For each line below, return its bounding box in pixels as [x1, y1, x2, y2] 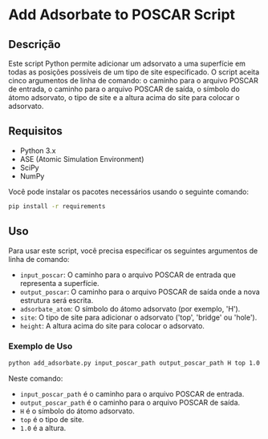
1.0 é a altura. [19, 423, 67, 433]
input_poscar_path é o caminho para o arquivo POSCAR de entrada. [19, 389, 245, 398]
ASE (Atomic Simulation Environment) [19, 154, 144, 163]
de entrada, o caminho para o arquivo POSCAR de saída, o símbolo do [8, 84, 241, 94]
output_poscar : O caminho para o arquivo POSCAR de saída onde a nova [19, 287, 261, 296]
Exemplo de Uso [8, 340, 73, 352]
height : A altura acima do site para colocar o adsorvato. [19, 320, 205, 330]
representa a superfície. [19, 278, 99, 288]
